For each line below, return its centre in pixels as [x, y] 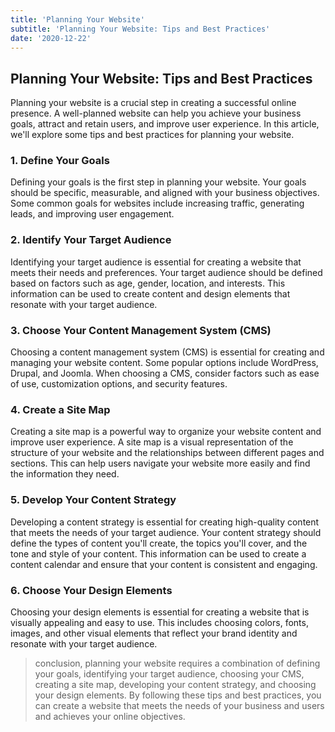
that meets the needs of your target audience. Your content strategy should [166, 532]
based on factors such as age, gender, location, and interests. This [148, 283]
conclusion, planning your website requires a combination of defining [177, 663]
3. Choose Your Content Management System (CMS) [141, 330]
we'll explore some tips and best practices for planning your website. [152, 135]
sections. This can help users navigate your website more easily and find [160, 463]
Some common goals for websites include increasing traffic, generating [157, 203]
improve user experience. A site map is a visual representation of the [152, 442]
